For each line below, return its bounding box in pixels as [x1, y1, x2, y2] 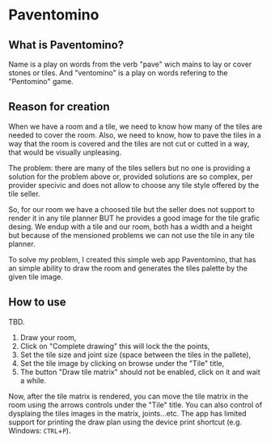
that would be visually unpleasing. [8, 147, 122, 157]
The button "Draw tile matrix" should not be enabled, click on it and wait [19, 367, 260, 377]
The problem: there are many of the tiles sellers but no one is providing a [8, 163, 251, 173]
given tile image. [8, 271, 63, 281]
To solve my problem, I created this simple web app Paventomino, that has [8, 254, 256, 264]
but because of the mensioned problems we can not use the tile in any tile [8, 230, 255, 240]
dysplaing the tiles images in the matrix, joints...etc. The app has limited [8, 408, 247, 418]
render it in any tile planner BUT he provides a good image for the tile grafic [8, 213, 260, 223]
